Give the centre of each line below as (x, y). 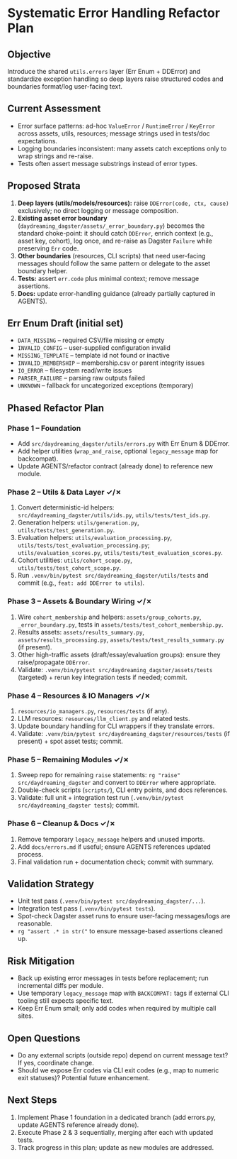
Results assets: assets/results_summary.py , (81, 632)
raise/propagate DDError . (54, 662)
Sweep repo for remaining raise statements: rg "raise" (99, 775)
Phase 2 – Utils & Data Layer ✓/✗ (65, 493)
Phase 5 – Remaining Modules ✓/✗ (68, 759)
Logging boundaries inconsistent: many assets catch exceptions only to (122, 148)
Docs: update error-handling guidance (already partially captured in (116, 293)
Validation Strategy (51, 884)
